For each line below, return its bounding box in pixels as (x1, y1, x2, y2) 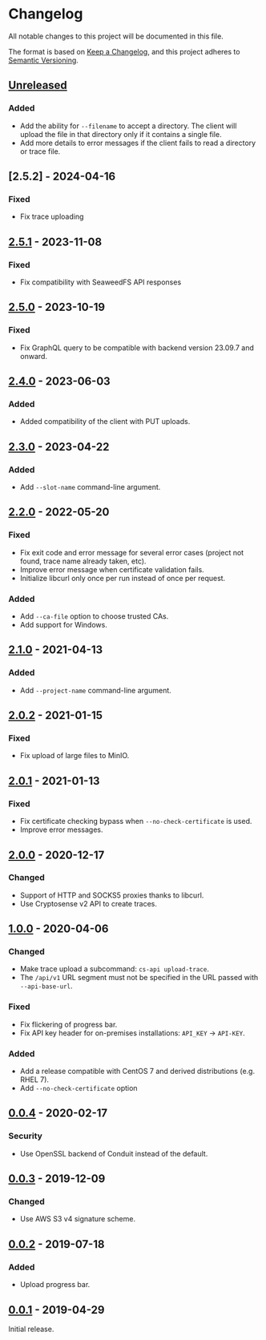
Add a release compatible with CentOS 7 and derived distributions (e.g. (19, 1067, 255, 1076)
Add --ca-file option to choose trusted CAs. (19, 611, 169, 621)
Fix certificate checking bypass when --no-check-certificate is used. (19, 817, 252, 826)
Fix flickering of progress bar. (19, 1019, 118, 1029)
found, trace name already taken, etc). (19, 556, 147, 566)
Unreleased (8, 79, 68, 92)
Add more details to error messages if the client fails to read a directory (19, 138, 256, 147)
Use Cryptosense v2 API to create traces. (19, 898, 158, 908)
